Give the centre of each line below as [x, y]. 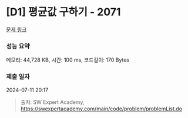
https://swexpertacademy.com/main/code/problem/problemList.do [101, 109]
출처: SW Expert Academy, [52, 102]
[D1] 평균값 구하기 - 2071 [63, 12]
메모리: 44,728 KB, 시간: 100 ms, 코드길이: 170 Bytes [68, 60]
